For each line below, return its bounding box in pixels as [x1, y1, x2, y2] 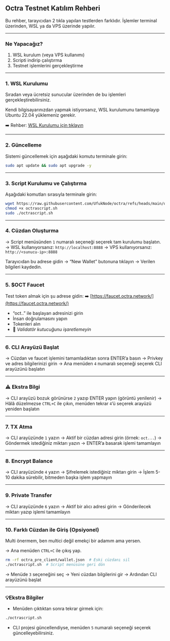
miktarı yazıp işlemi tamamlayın [5, 509, 71, 515]
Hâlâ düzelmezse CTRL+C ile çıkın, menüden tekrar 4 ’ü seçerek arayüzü [5, 400, 152, 406]
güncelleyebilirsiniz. [12, 630, 54, 636]
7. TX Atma [5, 423, 33, 430]
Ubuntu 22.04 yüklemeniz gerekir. [5, 112, 76, 118]
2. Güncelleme [5, 141, 42, 149]
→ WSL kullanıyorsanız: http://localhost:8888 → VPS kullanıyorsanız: [5, 244, 152, 250]
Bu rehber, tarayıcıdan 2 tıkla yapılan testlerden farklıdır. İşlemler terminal [5, 17, 157, 23]
